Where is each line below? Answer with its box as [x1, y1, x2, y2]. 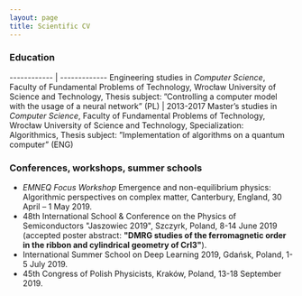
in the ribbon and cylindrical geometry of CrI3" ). [22, 240, 207, 251]
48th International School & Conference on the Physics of [22, 211, 237, 222]
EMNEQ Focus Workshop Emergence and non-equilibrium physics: [22, 182, 272, 193]
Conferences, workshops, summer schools [9, 162, 203, 174]
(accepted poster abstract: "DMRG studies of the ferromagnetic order [22, 230, 287, 241]
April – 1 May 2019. [22, 201, 93, 212]
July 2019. [30, 259, 68, 270]
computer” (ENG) [9, 139, 74, 150]
